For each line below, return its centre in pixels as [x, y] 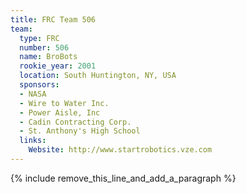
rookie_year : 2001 [58, 66]
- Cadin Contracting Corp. [75, 122]
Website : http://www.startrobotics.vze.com [120, 150]
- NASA [33, 94]
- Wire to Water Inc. [64, 103]
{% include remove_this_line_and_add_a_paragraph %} [123, 178]
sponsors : [39, 85]
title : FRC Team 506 [53, 19]
